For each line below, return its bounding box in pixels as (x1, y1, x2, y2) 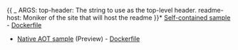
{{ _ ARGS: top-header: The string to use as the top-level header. (6, 6, 197, 14)
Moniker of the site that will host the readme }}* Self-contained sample (23, 13, 231, 22)
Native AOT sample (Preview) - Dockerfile (16, 35, 140, 43)
